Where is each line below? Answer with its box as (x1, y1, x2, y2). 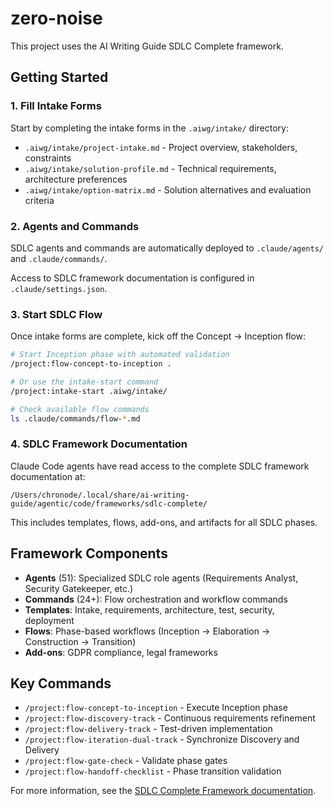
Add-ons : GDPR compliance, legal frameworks (24, 646, 218, 658)
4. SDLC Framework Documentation (10, 437, 188, 451)
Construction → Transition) (24, 635, 137, 647)
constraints (24, 152, 72, 164)
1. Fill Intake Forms (10, 99, 102, 113)
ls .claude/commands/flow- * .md (10, 413, 141, 424)
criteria (24, 194, 55, 206)
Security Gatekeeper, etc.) (24, 582, 134, 594)
